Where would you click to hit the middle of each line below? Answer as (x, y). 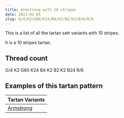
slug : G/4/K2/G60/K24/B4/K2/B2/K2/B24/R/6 (49, 19)
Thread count (26, 58)
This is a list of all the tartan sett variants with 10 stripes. (62, 33)
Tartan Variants (26, 100)
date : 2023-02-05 (23, 14)
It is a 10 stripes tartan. (28, 43)
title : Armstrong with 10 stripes (41, 10)
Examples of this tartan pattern (54, 86)
